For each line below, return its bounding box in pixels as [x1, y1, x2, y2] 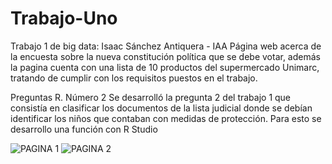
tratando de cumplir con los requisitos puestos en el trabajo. [10, 72, 258, 84]
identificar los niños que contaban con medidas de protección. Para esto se [10, 112, 322, 124]
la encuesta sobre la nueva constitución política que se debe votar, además [10, 50, 321, 62]
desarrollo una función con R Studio [10, 123, 158, 135]
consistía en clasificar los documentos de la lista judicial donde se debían [10, 102, 313, 114]
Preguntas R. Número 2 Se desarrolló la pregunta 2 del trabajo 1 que [10, 91, 292, 103]
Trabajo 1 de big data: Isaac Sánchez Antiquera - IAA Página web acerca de [10, 40, 322, 52]
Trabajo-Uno [10, 7, 118, 30]
